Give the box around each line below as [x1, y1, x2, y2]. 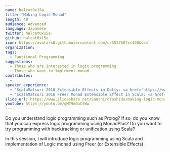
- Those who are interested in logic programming [10, 64, 116, 69]
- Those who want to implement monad [10, 69, 90, 74]
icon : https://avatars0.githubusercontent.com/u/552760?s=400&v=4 [5, 40, 148, 45]
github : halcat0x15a [5, 36, 49, 41]
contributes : [5, 73, 33, 78]
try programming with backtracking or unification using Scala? [5, 126, 135, 132]
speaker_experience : [5, 82, 49, 87]
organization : [5, 45, 35, 50]
